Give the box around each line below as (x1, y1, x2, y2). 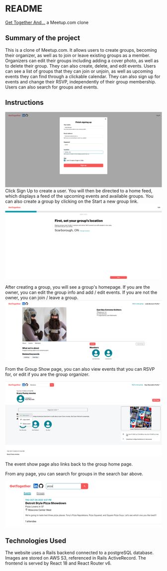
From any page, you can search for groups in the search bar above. (5, 471, 143, 477)
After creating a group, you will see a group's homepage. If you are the (5, 284, 150, 290)
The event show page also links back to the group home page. (5, 461, 133, 467)
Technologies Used (5, 536, 66, 545)
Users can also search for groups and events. (5, 84, 98, 90)
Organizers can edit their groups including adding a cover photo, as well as (5, 58, 159, 64)
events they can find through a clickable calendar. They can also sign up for (5, 73, 161, 80)
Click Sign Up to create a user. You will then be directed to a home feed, (5, 188, 153, 194)
